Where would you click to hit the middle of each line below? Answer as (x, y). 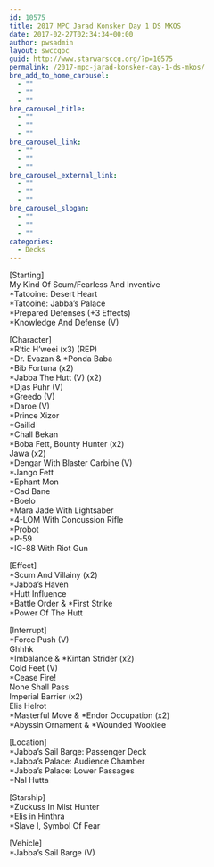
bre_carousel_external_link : (63, 175)
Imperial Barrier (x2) (46, 697)
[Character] (30, 340)
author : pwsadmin (41, 42)
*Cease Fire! (33, 678)
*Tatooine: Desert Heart (53, 294)
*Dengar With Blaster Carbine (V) (71, 463)
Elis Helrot (28, 706)
